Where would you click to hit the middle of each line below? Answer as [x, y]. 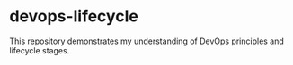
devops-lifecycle [74, 16]
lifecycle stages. [40, 50]
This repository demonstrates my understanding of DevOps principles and [147, 41]
